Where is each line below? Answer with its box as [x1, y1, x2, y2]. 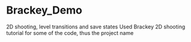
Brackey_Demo [6, 4, 83, 17]
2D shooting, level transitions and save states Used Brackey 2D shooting [6, 23, 186, 30]
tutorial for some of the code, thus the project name [6, 29, 134, 36]
